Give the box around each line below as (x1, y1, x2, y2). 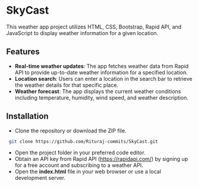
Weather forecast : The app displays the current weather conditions (14, 87, 181, 95)
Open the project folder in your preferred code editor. (14, 149, 146, 156)
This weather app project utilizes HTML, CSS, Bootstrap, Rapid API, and (6, 23, 182, 30)
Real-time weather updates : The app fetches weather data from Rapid (14, 62, 189, 69)
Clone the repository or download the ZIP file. (14, 127, 127, 134)
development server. (14, 175, 65, 182)
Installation (6, 111, 49, 122)
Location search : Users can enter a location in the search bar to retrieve (14, 75, 193, 82)
